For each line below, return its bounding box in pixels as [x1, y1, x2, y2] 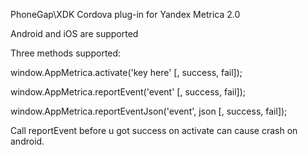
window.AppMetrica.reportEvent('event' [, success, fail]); [10, 86, 246, 98]
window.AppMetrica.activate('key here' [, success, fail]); [10, 67, 243, 78]
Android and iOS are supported [10, 28, 139, 39]
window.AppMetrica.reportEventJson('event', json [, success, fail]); [10, 105, 288, 117]
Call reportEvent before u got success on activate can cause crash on [10, 125, 298, 136]
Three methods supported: [10, 47, 122, 59]
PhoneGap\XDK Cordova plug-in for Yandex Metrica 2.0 [10, 9, 241, 20]
